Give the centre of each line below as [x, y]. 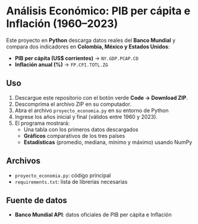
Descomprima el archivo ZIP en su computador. [73, 104]
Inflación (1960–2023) [62, 24]
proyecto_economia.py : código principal [63, 175]
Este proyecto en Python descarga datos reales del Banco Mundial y [91, 40]
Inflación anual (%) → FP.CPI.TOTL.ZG [61, 65]
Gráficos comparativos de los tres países [74, 136]
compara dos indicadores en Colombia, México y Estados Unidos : [88, 47]
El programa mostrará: [42, 123]
